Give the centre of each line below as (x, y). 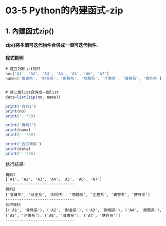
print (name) (18, 130)
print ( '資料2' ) (21, 125)
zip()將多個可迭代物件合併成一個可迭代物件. (52, 45)
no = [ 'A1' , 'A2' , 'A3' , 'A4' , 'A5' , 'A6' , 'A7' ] (57, 74)
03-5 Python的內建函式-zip (64, 11)
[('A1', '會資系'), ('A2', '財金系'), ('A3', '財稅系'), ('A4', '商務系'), (84, 210)
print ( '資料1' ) (21, 106)
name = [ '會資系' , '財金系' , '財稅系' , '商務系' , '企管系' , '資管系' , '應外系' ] (84, 79)
